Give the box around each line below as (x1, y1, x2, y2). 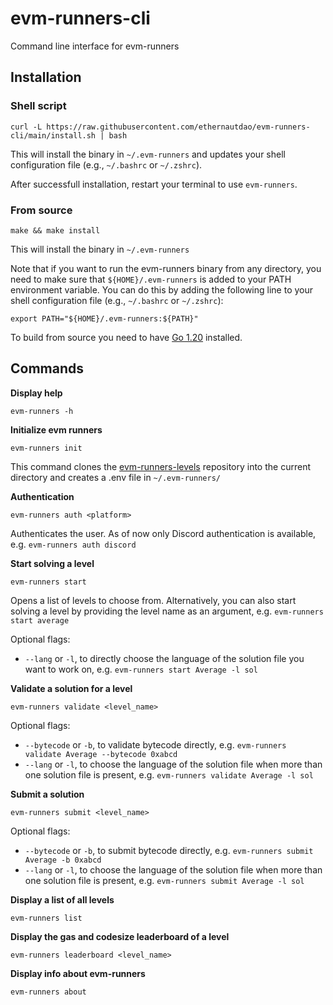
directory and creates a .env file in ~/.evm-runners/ (10, 471, 221, 483)
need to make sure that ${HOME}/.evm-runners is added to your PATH (10, 273, 292, 285)
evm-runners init (10, 443, 83, 453)
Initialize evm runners (10, 423, 103, 436)
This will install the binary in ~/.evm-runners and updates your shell (10, 148, 286, 160)
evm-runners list (10, 913, 83, 923)
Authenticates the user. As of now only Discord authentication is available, (10, 527, 317, 539)
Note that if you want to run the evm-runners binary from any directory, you (10, 262, 322, 274)
